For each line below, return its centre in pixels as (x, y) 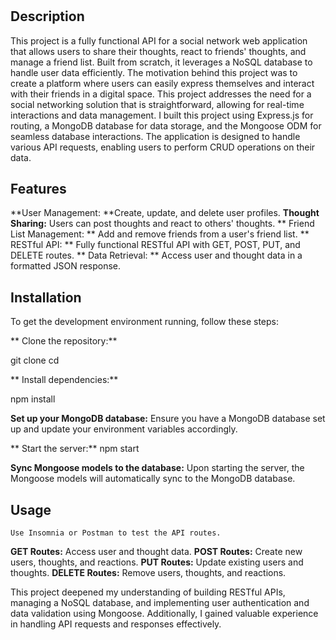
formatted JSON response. (66, 266)
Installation (46, 297)
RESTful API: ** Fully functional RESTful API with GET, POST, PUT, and (155, 245)
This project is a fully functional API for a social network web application (159, 40)
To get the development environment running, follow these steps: (144, 322)
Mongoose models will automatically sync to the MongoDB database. (153, 479)
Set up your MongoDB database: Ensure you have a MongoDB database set (168, 419)
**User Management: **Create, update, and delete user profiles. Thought (165, 213)
